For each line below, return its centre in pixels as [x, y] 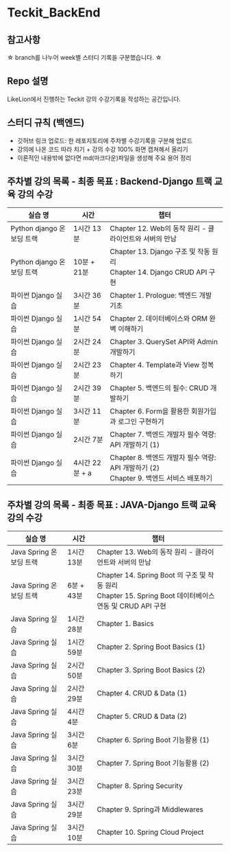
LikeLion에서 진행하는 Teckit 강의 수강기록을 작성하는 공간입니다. [94, 99]
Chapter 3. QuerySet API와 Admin [164, 342]
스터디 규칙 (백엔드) [46, 123]
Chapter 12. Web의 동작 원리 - [158, 229]
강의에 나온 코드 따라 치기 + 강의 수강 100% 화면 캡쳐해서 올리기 [102, 149]
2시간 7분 [88, 439]
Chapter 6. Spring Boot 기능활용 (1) [153, 740]
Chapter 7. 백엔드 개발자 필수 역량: [163, 435]
